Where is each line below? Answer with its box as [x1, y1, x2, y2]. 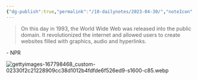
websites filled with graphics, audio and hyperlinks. [20, 37, 147, 44]
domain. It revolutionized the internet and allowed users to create [20, 31, 180, 39]
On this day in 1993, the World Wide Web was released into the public [20, 25, 191, 32]
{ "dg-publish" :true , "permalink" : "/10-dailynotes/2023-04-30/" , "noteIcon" [6, 8, 193, 15]
